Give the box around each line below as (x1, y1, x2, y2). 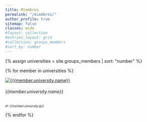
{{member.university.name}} (5, 89, 64, 95)
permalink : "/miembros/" (5, 12, 57, 17)
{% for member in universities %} (5, 68, 74, 74)
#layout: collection (5, 30, 48, 35)
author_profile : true (5, 16, 50, 21)
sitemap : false (5, 21, 37, 26)
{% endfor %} (5, 112, 34, 118)
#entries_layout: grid (5, 35, 52, 40)
